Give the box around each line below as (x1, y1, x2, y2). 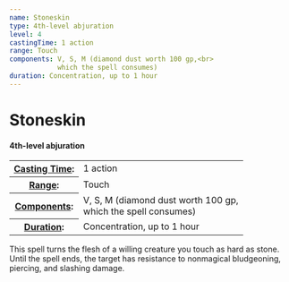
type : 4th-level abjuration (9, 21, 115, 30)
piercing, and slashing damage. (9, 263, 125, 274)
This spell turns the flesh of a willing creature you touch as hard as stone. (9, 244, 280, 255)
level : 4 (9, 30, 42, 38)
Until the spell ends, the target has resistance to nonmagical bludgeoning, (9, 253, 282, 264)
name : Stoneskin (9, 13, 70, 22)
